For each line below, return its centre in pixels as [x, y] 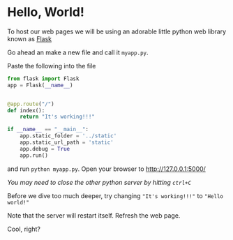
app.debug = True [45, 149]
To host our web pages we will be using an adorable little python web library [117, 31]
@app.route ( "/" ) [31, 104]
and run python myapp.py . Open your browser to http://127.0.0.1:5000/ [106, 169]
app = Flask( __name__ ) [40, 85]
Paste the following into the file [52, 66]
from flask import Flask [43, 78]
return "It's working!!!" [58, 117]
